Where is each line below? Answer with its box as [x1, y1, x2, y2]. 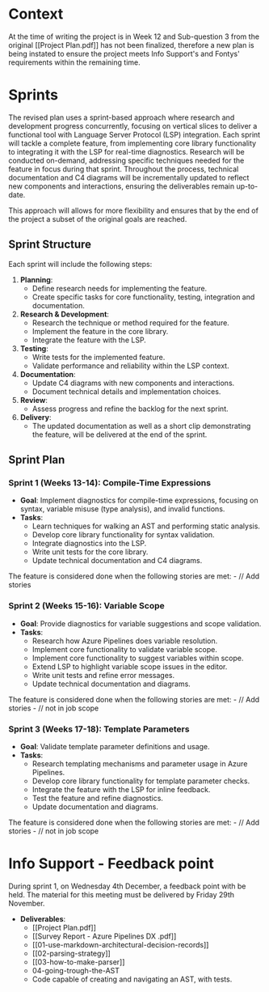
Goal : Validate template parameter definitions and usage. [19, 741, 210, 751]
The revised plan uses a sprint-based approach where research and [8, 112, 235, 122]
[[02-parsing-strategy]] [32, 948, 111, 958]
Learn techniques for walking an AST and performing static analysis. [32, 521, 261, 531]
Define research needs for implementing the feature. [32, 283, 208, 293]
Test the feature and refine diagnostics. [32, 793, 164, 803]
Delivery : [19, 412, 52, 422]
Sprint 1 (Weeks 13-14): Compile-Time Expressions [8, 477, 212, 488]
